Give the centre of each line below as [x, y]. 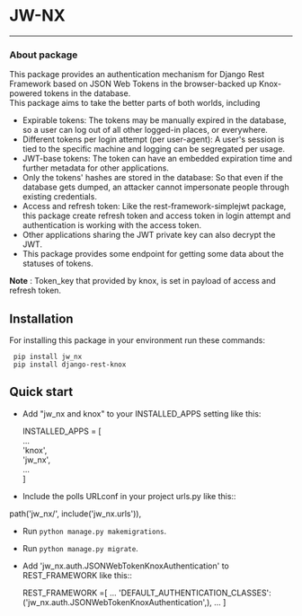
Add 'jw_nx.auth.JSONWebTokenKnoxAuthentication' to [125, 566]
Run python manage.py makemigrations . [94, 531]
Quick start [41, 392]
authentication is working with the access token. [112, 225]
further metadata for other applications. [95, 168]
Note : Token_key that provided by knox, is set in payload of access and [142, 281]
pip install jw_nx [48, 357]
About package [44, 55]
